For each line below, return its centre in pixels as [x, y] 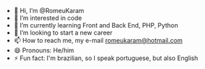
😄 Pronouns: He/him [44, 50]
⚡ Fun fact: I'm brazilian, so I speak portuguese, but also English [106, 58]
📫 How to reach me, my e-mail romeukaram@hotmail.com [98, 40]
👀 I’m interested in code [48, 18]
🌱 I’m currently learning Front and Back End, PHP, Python [96, 25]
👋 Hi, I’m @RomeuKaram [49, 11]
